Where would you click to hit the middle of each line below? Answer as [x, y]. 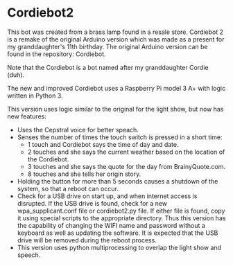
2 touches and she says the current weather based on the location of [126, 152]
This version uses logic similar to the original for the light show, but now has [115, 109]
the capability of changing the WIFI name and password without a [111, 225]
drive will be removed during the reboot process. [87, 240]
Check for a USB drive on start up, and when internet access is [107, 196]
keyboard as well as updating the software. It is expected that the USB [118, 233]
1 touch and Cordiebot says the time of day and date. [103, 144]
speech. [29, 255]
